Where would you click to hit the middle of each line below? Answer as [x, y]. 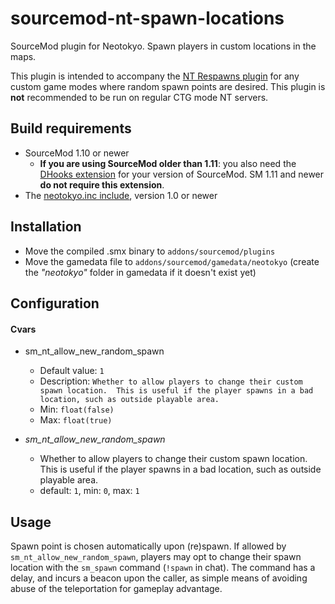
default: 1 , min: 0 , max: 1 [89, 491]
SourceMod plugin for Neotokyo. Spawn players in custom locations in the [163, 46]
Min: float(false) [77, 409]
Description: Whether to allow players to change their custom [171, 381]
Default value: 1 [72, 371]
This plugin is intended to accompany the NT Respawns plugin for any [155, 76]
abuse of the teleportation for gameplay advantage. [116, 588]
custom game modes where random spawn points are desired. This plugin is [168, 86]
